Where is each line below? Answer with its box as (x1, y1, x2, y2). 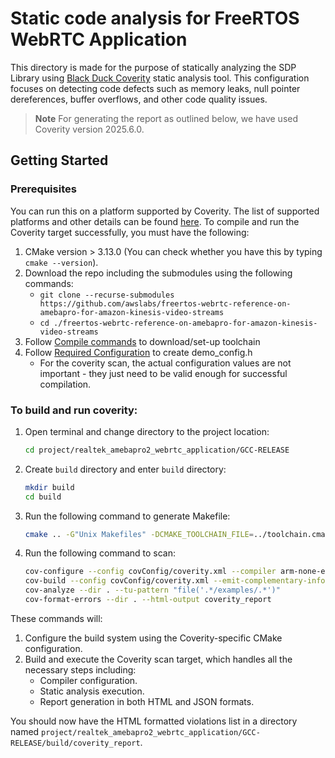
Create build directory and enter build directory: (24, 463, 227, 475)
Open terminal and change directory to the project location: (24, 425, 270, 437)
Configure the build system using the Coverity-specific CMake (24, 632, 283, 644)
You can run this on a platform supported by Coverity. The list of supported (10, 205, 320, 217)
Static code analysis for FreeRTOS (10, 7, 300, 30)
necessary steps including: (24, 663, 137, 676)
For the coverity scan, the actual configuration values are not (39, 357, 292, 369)
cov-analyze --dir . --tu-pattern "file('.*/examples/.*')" (24, 585, 281, 596)
